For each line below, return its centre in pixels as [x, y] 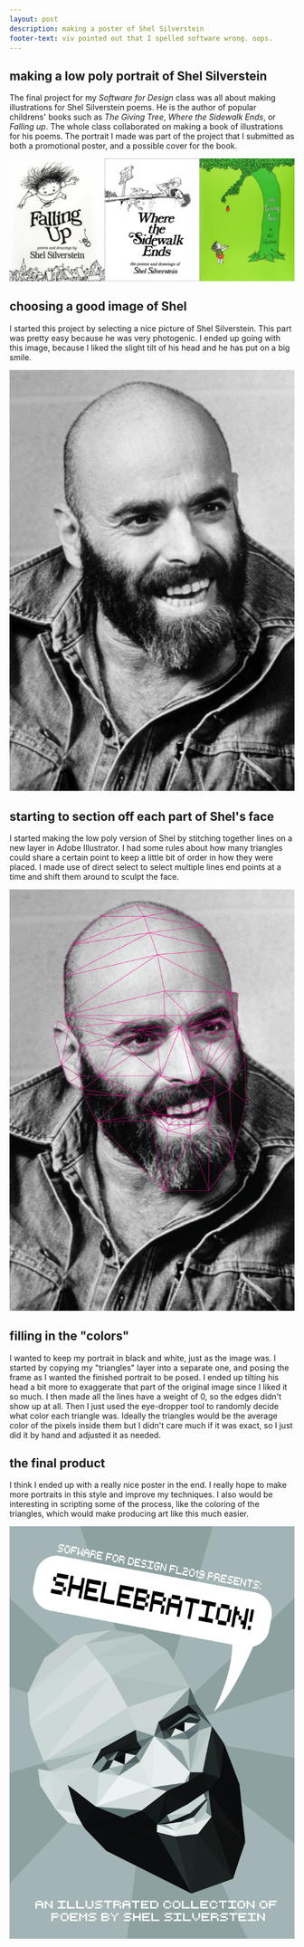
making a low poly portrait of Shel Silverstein [138, 76]
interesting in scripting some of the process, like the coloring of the [134, 1504]
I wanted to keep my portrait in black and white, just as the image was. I [143, 1358]
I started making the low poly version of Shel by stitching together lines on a [151, 838]
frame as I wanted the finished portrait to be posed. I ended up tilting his [144, 1377]
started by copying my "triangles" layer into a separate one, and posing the [149, 1368]
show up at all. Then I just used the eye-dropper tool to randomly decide [144, 1406]
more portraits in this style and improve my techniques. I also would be [141, 1494]
